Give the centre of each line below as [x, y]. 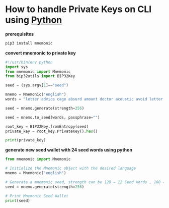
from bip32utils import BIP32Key [40, 76]
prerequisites [20, 34]
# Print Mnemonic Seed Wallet [37, 196]
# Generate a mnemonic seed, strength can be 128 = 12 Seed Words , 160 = [85, 182]
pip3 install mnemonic [29, 43]
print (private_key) [26, 140]
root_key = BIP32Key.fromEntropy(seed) [47, 126]
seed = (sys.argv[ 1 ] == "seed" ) [37, 85]
